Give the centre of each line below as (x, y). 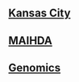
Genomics (35, 68)
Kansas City (39, 13)
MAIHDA (30, 41)
